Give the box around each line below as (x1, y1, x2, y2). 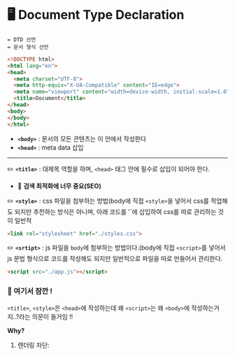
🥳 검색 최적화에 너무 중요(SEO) (17, 181, 101, 190)
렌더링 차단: (17, 341, 50, 349)
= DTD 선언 (7, 36, 36, 43)
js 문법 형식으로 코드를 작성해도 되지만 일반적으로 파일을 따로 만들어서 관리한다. (7, 255, 223, 263)
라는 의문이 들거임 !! (18, 312, 73, 320)
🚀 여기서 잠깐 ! (7, 286, 53, 296)
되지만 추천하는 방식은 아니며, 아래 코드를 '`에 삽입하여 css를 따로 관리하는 (14, 207, 217, 215)
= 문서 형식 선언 (7, 43, 49, 50)
